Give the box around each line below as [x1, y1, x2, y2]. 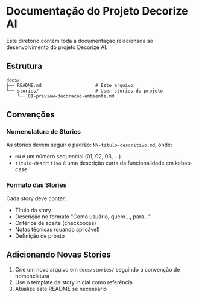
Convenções [6, 109, 55, 120]
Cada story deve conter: [6, 195, 66, 202]
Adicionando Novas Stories [6, 250, 112, 260]
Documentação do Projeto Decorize [6, 4, 188, 18]
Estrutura [6, 61, 43, 71]
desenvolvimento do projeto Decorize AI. [6, 44, 108, 51]
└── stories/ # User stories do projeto [6, 88, 163, 94]
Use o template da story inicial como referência [14, 278, 133, 286]
